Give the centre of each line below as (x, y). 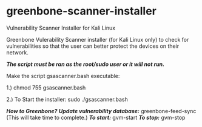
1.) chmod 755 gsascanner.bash (46, 87)
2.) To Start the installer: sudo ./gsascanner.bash (67, 99)
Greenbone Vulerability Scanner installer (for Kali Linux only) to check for (98, 39)
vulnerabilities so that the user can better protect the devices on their (93, 46)
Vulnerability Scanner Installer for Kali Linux (61, 28)
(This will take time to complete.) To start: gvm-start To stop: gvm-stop (96, 117)
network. (18, 52)
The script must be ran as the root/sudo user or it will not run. (86, 64)
